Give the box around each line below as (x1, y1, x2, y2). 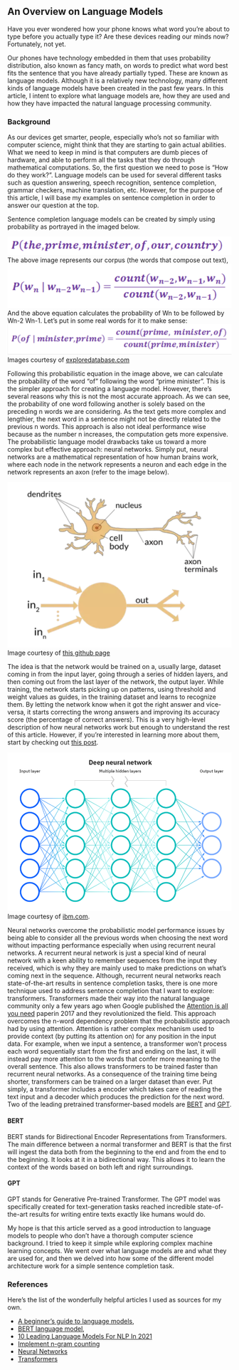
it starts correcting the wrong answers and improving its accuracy (27, 707, 221, 716)
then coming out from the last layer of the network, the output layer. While (7, 677, 224, 686)
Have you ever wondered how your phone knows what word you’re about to (7, 24, 230, 33)
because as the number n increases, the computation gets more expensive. (7, 430, 229, 439)
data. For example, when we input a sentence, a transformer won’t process (7, 1039, 228, 1048)
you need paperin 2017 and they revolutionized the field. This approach (7, 1010, 216, 1018)
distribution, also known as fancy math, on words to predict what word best (7, 61, 228, 70)
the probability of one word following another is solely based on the (7, 400, 206, 408)
